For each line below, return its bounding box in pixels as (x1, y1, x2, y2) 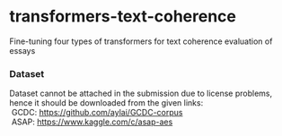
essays (9, 45, 36, 55)
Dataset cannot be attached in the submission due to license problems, (9, 88, 273, 99)
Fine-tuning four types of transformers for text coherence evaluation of (9, 36, 273, 47)
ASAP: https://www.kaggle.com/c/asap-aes (11, 116, 173, 127)
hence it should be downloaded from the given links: (9, 98, 204, 108)
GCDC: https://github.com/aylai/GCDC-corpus (11, 107, 183, 118)
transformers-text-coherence (9, 6, 236, 27)
